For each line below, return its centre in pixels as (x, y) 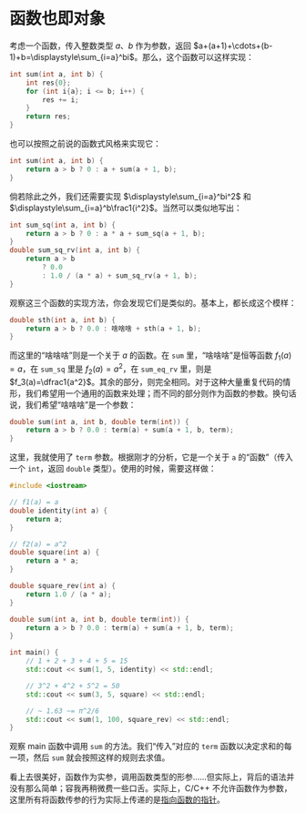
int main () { (34, 653)
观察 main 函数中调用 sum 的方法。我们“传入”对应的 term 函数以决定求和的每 (151, 747)
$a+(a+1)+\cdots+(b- (233, 46)
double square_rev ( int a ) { (63, 586)
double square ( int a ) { (55, 553)
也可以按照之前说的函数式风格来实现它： (85, 144)
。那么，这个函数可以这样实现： (194, 56)
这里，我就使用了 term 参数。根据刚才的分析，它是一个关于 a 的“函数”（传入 (151, 457)
